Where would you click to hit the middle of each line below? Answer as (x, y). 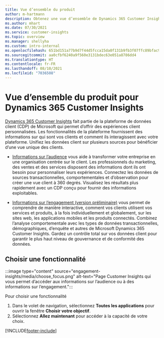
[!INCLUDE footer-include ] (31, 331)
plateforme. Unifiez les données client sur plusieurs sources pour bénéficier (82, 142)
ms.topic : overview (25, 37)
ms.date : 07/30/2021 (26, 28)
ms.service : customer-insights (37, 32)
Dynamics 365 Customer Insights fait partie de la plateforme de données (78, 121)
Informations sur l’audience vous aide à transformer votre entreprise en (84, 156)
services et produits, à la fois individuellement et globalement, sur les (82, 212)
